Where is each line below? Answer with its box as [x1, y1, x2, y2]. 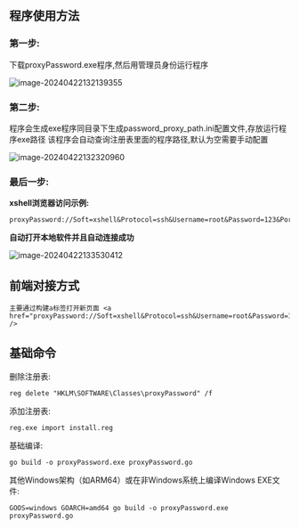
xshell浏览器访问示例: [9, 198, 90, 208]
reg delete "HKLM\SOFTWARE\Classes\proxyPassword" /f [9, 388, 214, 398]
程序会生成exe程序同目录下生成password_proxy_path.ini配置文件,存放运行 [9, 123, 279, 134]
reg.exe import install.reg [9, 423, 114, 432]
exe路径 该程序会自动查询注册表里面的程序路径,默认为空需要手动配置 [16, 134, 269, 144]
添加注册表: [9, 405, 52, 416]
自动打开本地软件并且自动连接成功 [9, 232, 134, 243]
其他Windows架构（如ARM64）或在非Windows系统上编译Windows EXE [9, 475, 273, 485]
